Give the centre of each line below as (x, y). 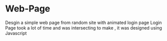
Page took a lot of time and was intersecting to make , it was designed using (84, 27)
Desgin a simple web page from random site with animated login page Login (83, 22)
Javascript (16, 33)
